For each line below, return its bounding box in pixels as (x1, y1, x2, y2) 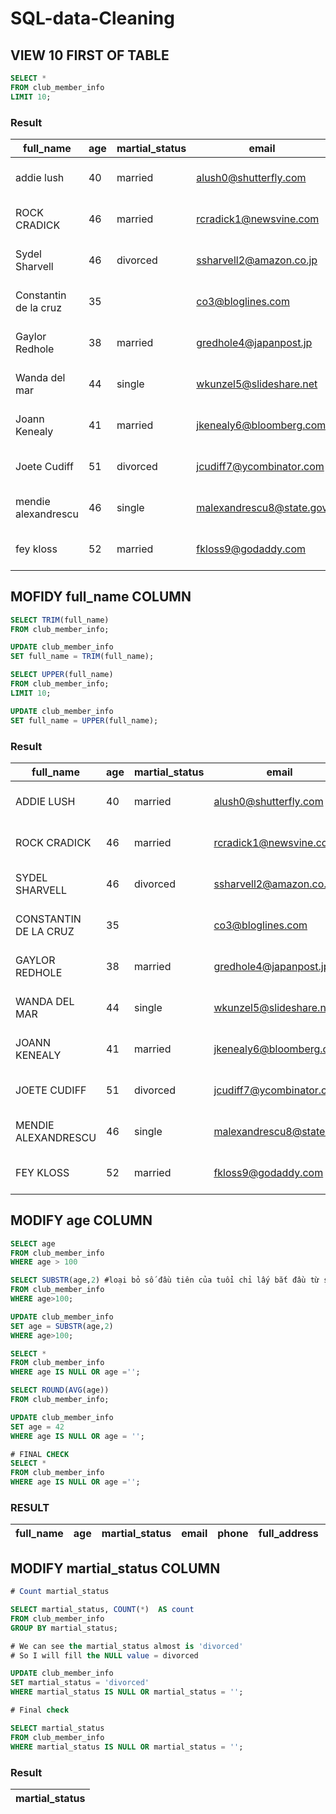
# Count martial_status (10, 1587, 110, 1597)
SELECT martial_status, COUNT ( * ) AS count (10, 1605, 195, 1615)
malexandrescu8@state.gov (196, 500, 328, 514)
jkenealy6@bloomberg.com (196, 418, 327, 432)
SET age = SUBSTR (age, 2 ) (10, 1321, 114, 1331)
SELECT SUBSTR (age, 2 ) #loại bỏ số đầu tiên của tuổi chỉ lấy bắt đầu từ (10, 1275, 320, 1286)
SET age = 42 (10, 1422, 65, 1432)
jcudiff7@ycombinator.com (196, 459, 325, 473)
